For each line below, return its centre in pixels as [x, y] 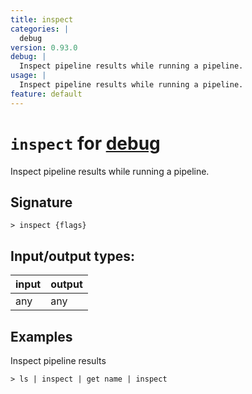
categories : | [40, 29]
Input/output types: [73, 256]
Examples [41, 336]
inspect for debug [85, 143]
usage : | [28, 76]
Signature [41, 202]
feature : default [46, 94]
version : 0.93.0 [44, 47]
